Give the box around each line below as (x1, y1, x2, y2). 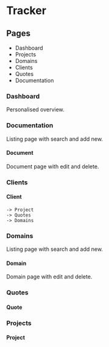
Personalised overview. (6, 106, 65, 113)
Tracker (6, 4, 47, 18)
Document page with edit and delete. (6, 163, 99, 170)
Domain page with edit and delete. (6, 273, 93, 280)
